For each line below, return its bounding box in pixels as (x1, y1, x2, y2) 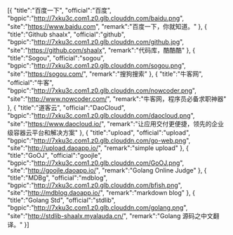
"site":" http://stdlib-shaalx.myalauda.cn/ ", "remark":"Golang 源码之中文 (7, 212, 213, 220)
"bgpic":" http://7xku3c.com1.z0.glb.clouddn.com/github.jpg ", (7, 38, 185, 46)
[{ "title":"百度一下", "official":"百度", (7, 6, 112, 14)
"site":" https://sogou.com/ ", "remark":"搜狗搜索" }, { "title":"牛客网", (7, 69, 204, 78)
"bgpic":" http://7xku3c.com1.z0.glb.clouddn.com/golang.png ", (7, 203, 188, 212)
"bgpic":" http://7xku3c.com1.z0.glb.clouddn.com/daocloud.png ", (7, 112, 195, 119)
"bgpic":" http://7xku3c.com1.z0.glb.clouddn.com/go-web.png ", (7, 136, 191, 145)
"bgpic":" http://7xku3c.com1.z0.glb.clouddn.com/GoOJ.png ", (7, 159, 185, 167)
